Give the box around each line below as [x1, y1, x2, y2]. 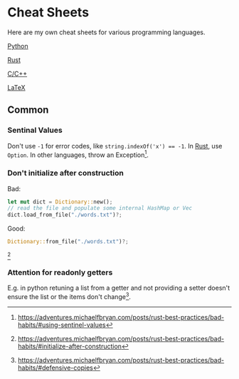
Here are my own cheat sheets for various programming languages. [7, 28, 206, 36]
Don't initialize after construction [7, 168, 124, 178]
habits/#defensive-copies [17, 363, 94, 372]
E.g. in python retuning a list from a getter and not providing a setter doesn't [7, 283, 230, 293]
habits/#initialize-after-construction [17, 342, 122, 350]
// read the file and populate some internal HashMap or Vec [7, 205, 193, 212]
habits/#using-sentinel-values [17, 320, 106, 329]
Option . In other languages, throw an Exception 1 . [7, 149, 149, 159]
